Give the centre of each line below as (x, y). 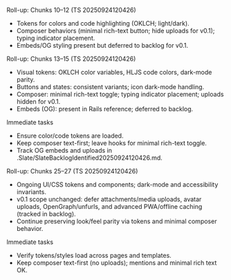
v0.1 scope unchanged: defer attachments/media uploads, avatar (109, 199)
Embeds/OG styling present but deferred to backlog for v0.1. (102, 45)
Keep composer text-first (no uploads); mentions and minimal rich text (117, 263)
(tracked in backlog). (46, 214)
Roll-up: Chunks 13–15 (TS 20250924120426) (71, 59)
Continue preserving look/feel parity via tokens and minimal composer (117, 221)
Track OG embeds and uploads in (64, 150)
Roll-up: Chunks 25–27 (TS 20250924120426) (72, 171)
